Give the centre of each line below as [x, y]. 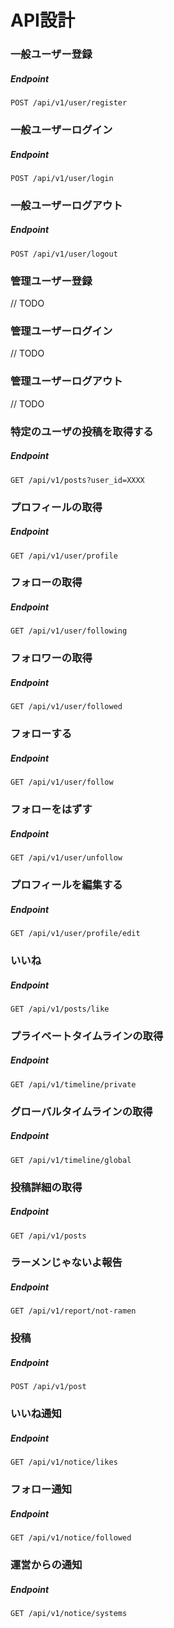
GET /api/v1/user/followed [66, 707]
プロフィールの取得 [56, 507]
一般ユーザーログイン [61, 129]
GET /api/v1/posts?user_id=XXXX [77, 480]
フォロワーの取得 [51, 658]
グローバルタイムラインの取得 [81, 1111]
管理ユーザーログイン [61, 331]
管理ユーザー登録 [51, 281]
